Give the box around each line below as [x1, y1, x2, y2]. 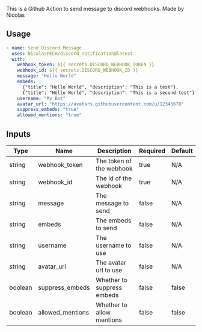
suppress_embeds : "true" [17, 107, 79, 113]
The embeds [96, 216, 132, 225]
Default [171, 147, 193, 155]
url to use [96, 266, 123, 274]
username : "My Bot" [17, 95, 66, 101]
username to [96, 241, 132, 249]
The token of [96, 157, 132, 165]
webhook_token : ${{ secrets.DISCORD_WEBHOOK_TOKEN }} [17, 61, 155, 68]
